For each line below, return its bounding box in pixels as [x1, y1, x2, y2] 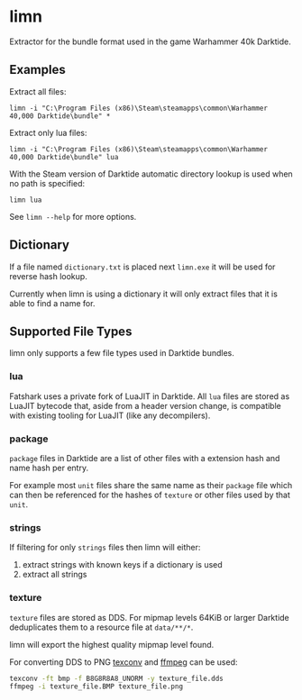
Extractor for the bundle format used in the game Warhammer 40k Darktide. [9, 36, 291, 47]
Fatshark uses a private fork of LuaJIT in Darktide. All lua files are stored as [9, 390, 290, 402]
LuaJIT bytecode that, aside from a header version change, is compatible [9, 400, 281, 411]
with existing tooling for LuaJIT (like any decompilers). [9, 410, 211, 421]
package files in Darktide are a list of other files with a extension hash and [9, 452, 280, 463]
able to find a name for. [9, 297, 96, 308]
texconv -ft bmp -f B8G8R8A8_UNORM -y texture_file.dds [9, 674, 224, 683]
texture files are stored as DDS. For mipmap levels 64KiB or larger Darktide [9, 612, 290, 623]
